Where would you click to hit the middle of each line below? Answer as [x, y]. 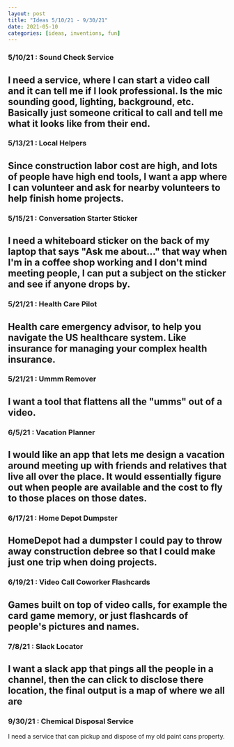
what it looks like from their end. [79, 124]
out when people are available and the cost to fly [115, 488]
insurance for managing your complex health [108, 348]
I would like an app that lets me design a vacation [116, 455]
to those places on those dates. [78, 498]
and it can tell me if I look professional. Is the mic [116, 91]
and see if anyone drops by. [69, 284]
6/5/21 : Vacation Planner [52, 432]
